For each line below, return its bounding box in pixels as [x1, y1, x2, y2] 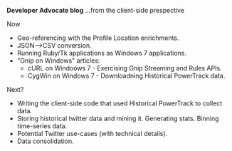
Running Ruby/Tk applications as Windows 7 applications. [16, 49, 186, 57]
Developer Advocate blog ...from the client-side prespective [6, 6, 185, 14]
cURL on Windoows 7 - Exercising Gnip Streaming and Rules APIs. [27, 64, 222, 72]
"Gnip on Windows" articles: [16, 56, 100, 65]
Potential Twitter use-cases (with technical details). [16, 130, 168, 137]
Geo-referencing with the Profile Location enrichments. [16, 33, 179, 42]
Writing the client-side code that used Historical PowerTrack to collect [16, 99, 223, 108]
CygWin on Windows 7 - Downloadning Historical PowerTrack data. [27, 71, 226, 80]
